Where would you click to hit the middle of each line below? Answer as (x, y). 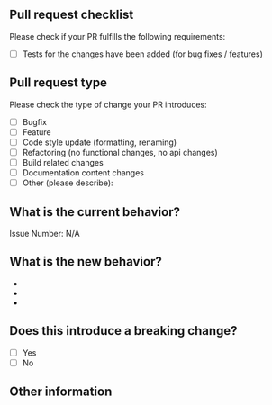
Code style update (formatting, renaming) (100, 142)
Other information (61, 392)
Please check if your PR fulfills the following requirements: (118, 36)
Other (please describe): (68, 183)
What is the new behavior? (86, 261)
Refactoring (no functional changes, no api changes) (120, 152)
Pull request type (59, 83)
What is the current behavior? (95, 212)
